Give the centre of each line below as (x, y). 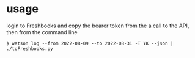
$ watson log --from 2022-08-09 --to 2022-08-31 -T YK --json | (90, 43)
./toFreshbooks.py (30, 49)
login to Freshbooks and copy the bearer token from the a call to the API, (98, 26)
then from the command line (42, 32)
